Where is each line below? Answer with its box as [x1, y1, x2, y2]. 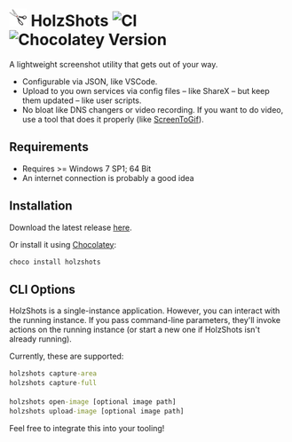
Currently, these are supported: [9, 351, 124, 362]
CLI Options [9, 281, 75, 296]
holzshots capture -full [9, 379, 98, 388]
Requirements [9, 139, 89, 154]
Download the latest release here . [9, 222, 132, 233]
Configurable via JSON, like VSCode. [21, 75, 158, 87]
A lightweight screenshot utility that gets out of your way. [9, 59, 218, 69]
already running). [9, 334, 73, 344]
